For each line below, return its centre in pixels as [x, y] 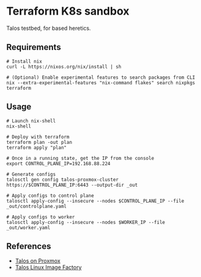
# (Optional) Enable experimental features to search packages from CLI [101, 77]
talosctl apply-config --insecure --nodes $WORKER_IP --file [86, 222]
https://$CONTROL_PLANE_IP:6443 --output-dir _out [72, 185]
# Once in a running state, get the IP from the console [80, 158]
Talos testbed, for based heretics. [49, 28]
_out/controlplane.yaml [37, 206]
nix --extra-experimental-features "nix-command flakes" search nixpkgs [101, 83]
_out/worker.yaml [28, 228]
